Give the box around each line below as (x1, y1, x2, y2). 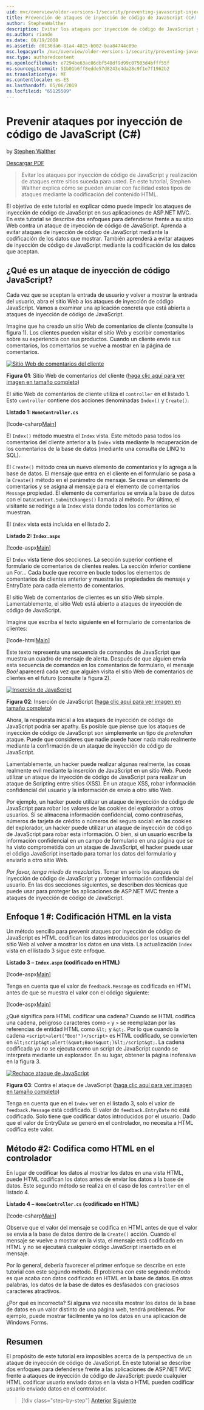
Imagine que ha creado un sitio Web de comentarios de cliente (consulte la (6, 322, 194, 330)
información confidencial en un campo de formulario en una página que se (6, 837, 193, 844)
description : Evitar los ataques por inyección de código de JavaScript (6, 26, 194, 32)
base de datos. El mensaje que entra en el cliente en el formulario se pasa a (6, 470, 195, 477)
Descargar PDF (6, 159, 44, 166)
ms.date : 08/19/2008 (6, 37, 59, 43)
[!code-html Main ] (6, 636, 50, 643)
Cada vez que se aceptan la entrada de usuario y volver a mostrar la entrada (6, 291, 198, 299)
